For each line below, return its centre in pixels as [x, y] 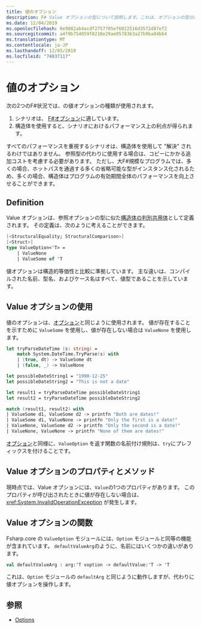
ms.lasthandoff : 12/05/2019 [41, 51]
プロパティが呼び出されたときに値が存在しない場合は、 [74, 494]
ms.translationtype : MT [36, 40]
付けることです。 [53, 450]
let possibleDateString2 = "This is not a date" [68, 382]
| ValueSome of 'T [40, 259]
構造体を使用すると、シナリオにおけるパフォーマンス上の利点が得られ [101, 126]
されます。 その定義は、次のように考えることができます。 [77, 225]
